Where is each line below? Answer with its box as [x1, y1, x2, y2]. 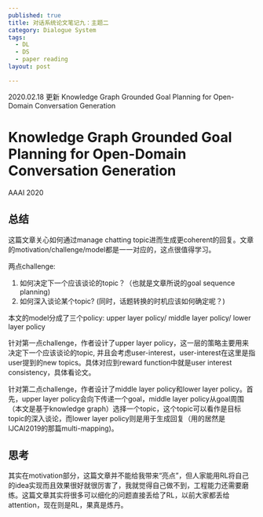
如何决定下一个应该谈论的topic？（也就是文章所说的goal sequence [19, 278, 236, 288]
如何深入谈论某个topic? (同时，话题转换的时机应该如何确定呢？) [19, 296, 225, 306]
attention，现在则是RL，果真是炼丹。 [8, 500, 128, 510]
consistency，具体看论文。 [8, 367, 96, 377]
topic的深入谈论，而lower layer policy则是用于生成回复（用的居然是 [8, 413, 226, 423]
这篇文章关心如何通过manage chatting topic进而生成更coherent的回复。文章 [8, 235, 254, 244]
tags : [8, 33, 26, 42]
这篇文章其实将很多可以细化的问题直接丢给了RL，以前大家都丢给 [21, 490, 230, 500]
